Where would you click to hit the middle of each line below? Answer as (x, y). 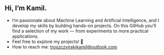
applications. (25, 36)
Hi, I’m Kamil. (26, 8)
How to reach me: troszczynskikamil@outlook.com (65, 46)
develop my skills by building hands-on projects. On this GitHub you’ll (84, 25)
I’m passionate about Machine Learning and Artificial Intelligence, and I (86, 20)
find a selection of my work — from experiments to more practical (80, 31)
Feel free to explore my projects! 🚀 (48, 41)
